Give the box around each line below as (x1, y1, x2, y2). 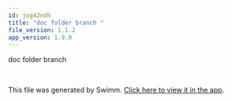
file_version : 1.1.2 (8, 26, 77, 34)
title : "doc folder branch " (8, 19, 104, 27)
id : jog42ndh (8, 11, 51, 20)
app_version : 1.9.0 (8, 33, 73, 42)
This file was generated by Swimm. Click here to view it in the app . (8, 86, 225, 95)
